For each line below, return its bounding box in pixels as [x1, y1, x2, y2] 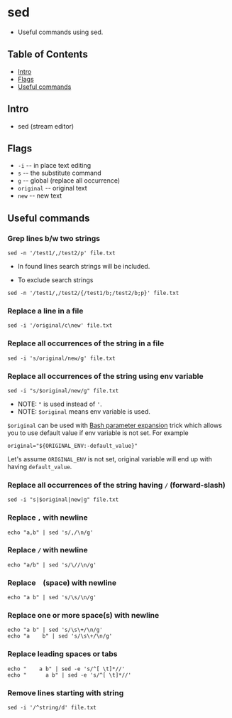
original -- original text [17, 184, 87, 193]
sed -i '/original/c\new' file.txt [7, 322, 113, 329]
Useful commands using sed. [17, 28, 104, 36]
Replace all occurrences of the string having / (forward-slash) [7, 480, 226, 490]
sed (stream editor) [17, 122, 74, 130]
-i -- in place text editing [17, 161, 92, 170]
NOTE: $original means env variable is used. [17, 407, 151, 416]
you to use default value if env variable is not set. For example [7, 428, 189, 437]
